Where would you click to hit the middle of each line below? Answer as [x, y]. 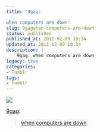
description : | [25, 50]
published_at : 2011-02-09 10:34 [46, 39]
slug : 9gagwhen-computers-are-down [50, 28]
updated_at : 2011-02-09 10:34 [44, 45]
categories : [21, 67]
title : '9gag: [24, 12]
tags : [13, 78]
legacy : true [22, 61]
